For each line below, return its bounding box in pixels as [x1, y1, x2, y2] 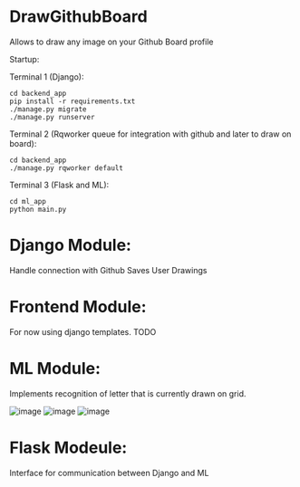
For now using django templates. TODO [9, 326, 157, 337]
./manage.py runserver [9, 112, 95, 121]
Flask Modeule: [9, 437, 128, 458]
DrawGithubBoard [9, 6, 148, 27]
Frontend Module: [9, 297, 147, 318]
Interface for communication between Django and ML [9, 467, 209, 478]
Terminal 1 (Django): [9, 71, 84, 82]
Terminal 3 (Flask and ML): [9, 179, 110, 190]
